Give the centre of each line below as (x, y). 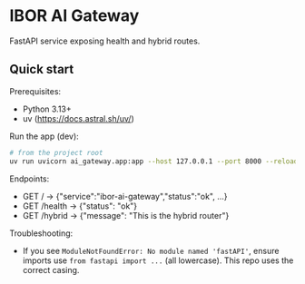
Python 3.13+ (47, 109)
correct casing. (51, 269)
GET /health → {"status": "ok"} (80, 206)
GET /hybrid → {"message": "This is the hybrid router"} (126, 215)
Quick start (42, 69)
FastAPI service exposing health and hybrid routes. (105, 41)
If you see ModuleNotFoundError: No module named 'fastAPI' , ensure (151, 250)
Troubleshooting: (41, 233)
